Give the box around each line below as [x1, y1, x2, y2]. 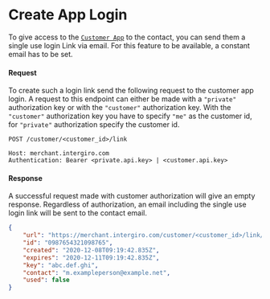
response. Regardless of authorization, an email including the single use [8, 199, 247, 210]
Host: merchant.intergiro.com [8, 149, 110, 158]
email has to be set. [8, 49, 74, 59]
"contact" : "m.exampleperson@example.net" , [22, 268, 171, 276]
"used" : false [22, 276, 70, 285]
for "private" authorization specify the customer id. [8, 120, 180, 129]
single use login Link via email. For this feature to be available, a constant [8, 40, 251, 50]
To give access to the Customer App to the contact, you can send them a [8, 32, 246, 42]
